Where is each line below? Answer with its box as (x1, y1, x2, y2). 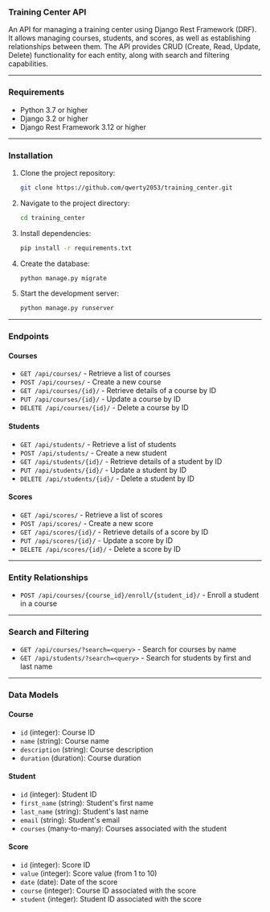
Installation (8, 150, 54, 161)
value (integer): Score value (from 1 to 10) (19, 868, 157, 878)
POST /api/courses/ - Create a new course (19, 377, 162, 387)
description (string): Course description (19, 744, 154, 754)
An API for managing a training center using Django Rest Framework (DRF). (8, 25, 257, 35)
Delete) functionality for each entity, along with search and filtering (8, 51, 231, 60)
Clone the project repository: (19, 168, 116, 177)
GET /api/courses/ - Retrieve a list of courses (19, 369, 171, 379)
